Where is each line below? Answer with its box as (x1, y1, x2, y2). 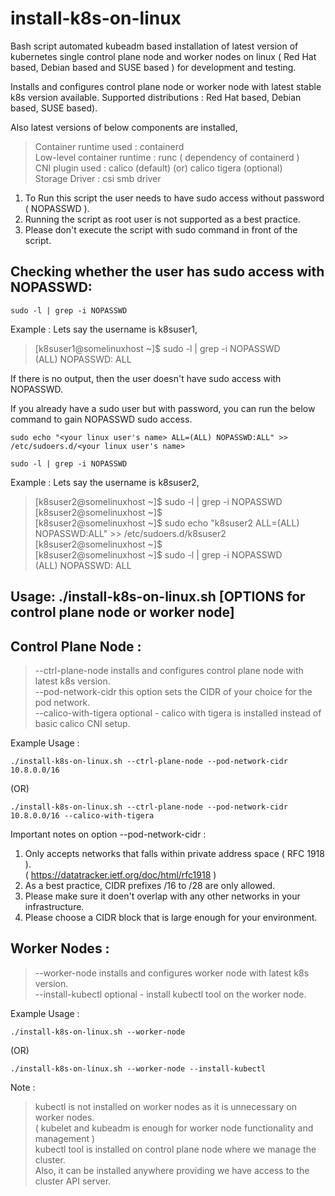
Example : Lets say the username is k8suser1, (10, 323, 198, 335)
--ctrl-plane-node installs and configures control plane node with (34, 664, 304, 676)
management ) (34, 1132, 96, 1144)
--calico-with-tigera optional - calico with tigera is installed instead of (34, 707, 322, 719)
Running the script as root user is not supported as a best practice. (24, 213, 301, 225)
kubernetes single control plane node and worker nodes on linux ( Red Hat (10, 50, 317, 62)
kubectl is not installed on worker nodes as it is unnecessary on (34, 1100, 298, 1112)
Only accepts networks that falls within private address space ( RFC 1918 (24, 847, 325, 859)
